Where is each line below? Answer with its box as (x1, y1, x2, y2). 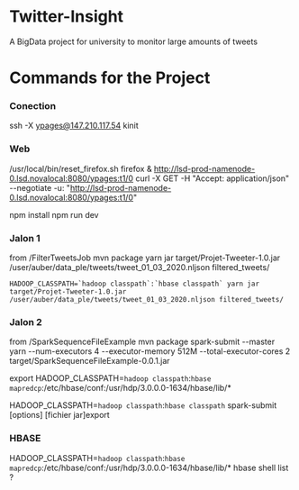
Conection (9, 100, 57, 113)
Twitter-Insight (9, 6, 124, 27)
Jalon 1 (9, 231, 41, 244)
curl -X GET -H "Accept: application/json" (134, 173, 290, 184)
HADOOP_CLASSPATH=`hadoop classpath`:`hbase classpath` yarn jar (9, 279, 259, 289)
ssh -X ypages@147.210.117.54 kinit (9, 120, 140, 132)
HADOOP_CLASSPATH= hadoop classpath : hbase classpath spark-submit (9, 400, 277, 411)
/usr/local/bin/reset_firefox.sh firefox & (9, 163, 152, 174)
